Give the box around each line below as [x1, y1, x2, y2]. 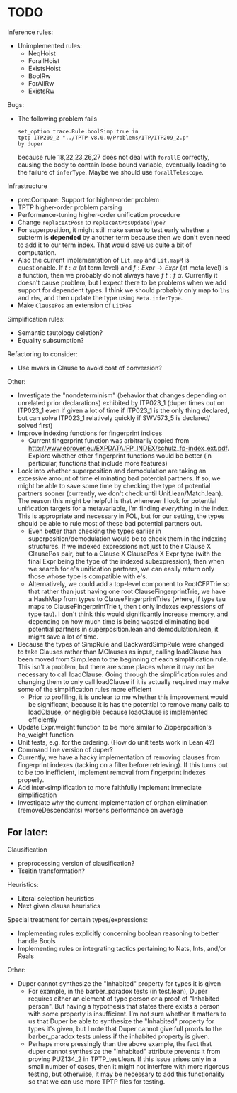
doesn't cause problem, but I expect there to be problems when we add [17, 278, 226, 287]
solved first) [17, 421, 53, 429]
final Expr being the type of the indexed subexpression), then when [28, 556, 225, 565]
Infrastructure [7, 182, 47, 190]
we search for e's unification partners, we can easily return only [28, 564, 214, 573]
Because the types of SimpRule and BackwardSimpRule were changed [17, 639, 224, 648]
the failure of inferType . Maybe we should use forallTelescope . [17, 167, 204, 176]
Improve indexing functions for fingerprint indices [17, 429, 163, 437]
